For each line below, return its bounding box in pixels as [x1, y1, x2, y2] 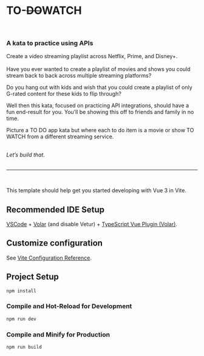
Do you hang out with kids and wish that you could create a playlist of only [6, 84, 192, 91]
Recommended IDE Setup [6, 204, 105, 215]
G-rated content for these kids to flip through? [6, 90, 121, 98]
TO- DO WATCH [6, 4, 82, 18]
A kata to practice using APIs [6, 39, 93, 47]
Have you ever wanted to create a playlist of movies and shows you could [6, 65, 191, 73]
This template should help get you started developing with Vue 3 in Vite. [6, 187, 187, 194]
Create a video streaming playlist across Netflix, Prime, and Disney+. [6, 53, 178, 60]
